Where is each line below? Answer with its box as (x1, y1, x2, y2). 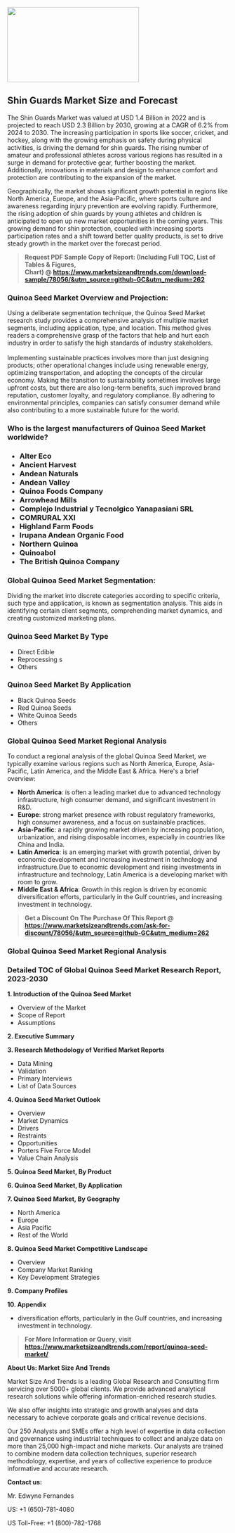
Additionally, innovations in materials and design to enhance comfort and (7, 165, 218, 174)
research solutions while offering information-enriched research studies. (7, 1392, 217, 1401)
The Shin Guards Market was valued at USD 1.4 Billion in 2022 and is (7, 113, 206, 122)
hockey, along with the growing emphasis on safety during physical (7, 136, 202, 144)
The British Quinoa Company (19, 556, 121, 566)
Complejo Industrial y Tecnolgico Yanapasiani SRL (19, 504, 194, 514)
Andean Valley (19, 477, 70, 487)
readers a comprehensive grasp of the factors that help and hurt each (7, 331, 209, 340)
